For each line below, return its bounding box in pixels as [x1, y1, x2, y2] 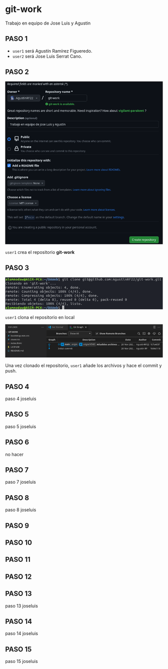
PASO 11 [5, 555, 31, 564]
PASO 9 [5, 521, 29, 530]
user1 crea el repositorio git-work [5, 249, 75, 255]
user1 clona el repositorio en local [5, 314, 75, 320]
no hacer [5, 451, 24, 457]
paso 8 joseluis [5, 507, 36, 513]
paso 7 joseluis [5, 479, 36, 485]
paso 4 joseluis [5, 396, 36, 402]
